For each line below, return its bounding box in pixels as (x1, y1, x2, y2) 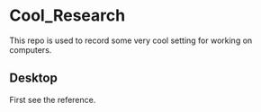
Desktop (9, 71, 58, 86)
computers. (9, 44, 52, 55)
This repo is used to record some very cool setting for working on (9, 35, 253, 46)
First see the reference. (9, 94, 96, 105)
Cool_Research (9, 5, 126, 26)
